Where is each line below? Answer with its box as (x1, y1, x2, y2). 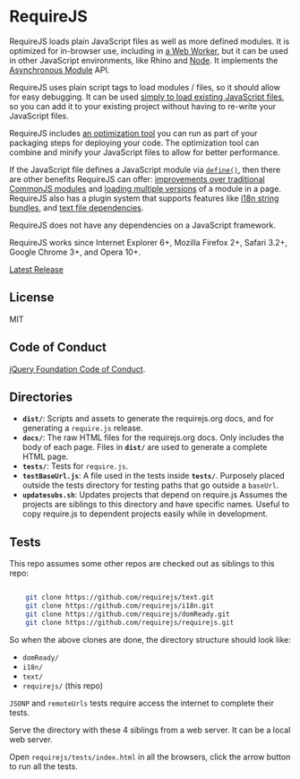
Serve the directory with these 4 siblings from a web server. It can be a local (9, 724, 291, 735)
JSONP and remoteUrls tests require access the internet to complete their (9, 697, 275, 708)
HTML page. (21, 451, 69, 463)
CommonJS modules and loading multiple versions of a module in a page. (9, 183, 282, 194)
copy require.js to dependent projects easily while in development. (21, 508, 269, 519)
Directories (9, 389, 73, 404)
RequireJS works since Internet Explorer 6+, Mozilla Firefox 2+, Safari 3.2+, (9, 237, 288, 247)
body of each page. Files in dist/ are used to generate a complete (21, 442, 268, 453)
